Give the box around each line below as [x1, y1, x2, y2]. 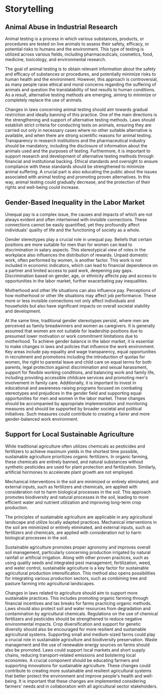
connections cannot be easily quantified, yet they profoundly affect [5, 222, 140, 227]
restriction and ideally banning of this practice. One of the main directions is [5, 112, 157, 118]
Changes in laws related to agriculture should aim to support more [5, 590, 138, 596]
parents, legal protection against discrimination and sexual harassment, [5, 364, 148, 370]
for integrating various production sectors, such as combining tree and [5, 575, 147, 581]
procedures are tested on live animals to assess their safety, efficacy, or [5, 41, 149, 47]
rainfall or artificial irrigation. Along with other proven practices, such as [5, 554, 149, 560]
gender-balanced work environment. [5, 416, 79, 422]
